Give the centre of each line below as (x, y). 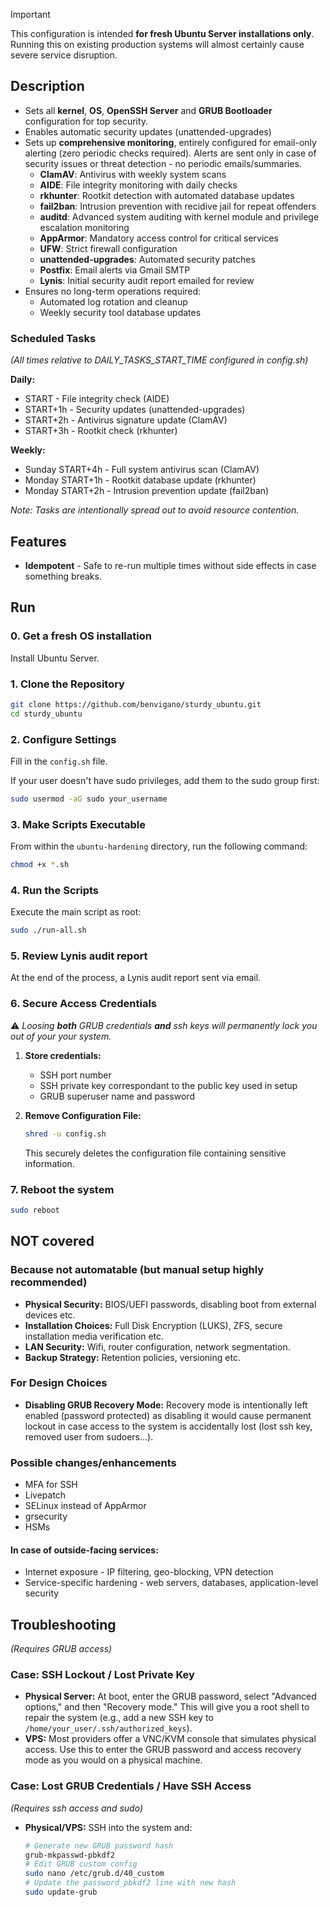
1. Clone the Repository (67, 684)
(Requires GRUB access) (61, 1649)
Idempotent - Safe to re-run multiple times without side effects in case (170, 565)
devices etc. (50, 1315)
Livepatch (45, 1495)
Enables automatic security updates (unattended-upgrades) (148, 131)
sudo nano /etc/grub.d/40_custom (94, 1874)
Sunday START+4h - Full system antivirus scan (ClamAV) (142, 470)
